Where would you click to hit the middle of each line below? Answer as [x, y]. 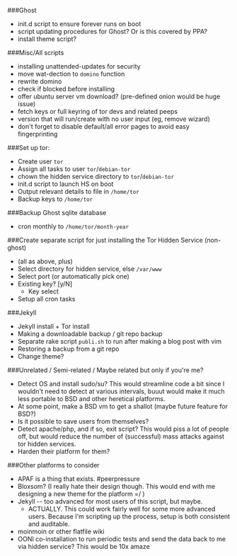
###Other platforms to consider [54, 465]
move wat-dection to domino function [71, 74]
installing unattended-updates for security [79, 66]
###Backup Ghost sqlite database [57, 213]
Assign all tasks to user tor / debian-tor [74, 169]
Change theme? [41, 356]
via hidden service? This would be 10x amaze [83, 546]
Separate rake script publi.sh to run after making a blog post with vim [119, 341]
